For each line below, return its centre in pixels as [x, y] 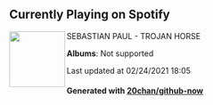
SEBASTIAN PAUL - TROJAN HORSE [134, 36]
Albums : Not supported [110, 53]
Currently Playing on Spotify [90, 15]
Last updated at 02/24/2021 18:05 [129, 70]
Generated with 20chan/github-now [135, 91]
